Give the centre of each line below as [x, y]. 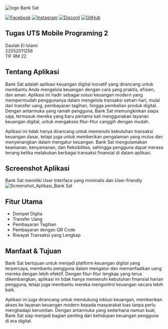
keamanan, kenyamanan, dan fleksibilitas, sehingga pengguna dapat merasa [84, 147]
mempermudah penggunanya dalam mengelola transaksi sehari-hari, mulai [83, 100]
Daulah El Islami [22, 45]
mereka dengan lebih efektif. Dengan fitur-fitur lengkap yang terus [74, 274]
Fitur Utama [24, 201]
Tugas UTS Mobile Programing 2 [57, 33]
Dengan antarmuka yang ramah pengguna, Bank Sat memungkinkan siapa [82, 111]
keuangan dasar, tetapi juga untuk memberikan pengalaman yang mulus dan [84, 136]
